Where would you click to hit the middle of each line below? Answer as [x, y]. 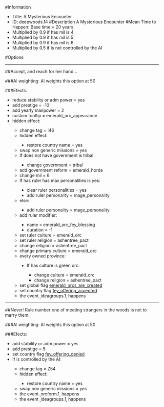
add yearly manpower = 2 [38, 110]
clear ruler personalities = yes [57, 190]
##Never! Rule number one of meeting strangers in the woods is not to [76, 310]
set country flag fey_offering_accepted [58, 291]
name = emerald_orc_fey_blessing [61, 225]
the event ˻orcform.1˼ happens [49, 394]
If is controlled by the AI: [37, 359]
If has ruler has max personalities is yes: [60, 180]
